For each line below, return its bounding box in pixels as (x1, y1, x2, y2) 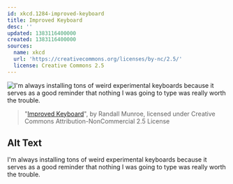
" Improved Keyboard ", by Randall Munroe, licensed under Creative (24, 109, 216, 118)
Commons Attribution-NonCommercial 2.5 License (24, 116, 170, 125)
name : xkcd (13, 49, 45, 56)
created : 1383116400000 (7, 36, 77, 43)
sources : (7, 43, 33, 49)
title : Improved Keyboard (7, 17, 82, 24)
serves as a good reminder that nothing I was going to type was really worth (7, 163, 227, 171)
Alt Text (7, 137, 42, 149)
